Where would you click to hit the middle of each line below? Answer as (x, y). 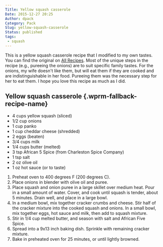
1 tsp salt (21, 157)
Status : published (24, 32)
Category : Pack (20, 23)
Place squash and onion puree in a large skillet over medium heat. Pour (83, 187)
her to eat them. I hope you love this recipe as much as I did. (66, 81)
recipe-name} (27, 104)
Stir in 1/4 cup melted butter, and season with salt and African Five (79, 218)
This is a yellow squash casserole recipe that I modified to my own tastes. (79, 55)
